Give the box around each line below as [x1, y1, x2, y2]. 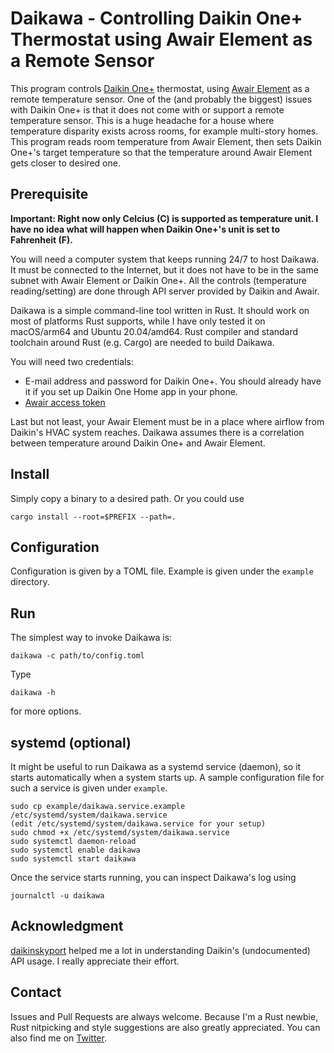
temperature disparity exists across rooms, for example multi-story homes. [10, 125, 319, 137]
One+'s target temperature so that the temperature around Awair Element [10, 146, 313, 158]
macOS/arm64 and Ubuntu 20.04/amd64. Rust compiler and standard [10, 325, 299, 337]
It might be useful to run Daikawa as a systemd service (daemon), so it [10, 761, 302, 772]
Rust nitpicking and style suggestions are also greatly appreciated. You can [10, 1021, 321, 1033]
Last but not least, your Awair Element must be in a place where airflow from [10, 415, 325, 427]
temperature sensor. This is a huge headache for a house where [10, 114, 275, 126]
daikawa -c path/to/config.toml [10, 651, 145, 661]
